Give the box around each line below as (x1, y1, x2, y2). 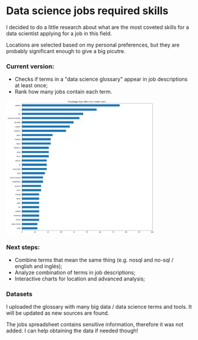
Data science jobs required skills (6, 4, 169, 18)
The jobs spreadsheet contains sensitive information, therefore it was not (6, 321, 184, 328)
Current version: (6, 62, 55, 70)
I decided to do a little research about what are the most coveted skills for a (6, 24, 190, 31)
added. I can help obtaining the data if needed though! (6, 327, 138, 334)
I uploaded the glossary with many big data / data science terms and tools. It (6, 303, 192, 311)
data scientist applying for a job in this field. (6, 29, 112, 37)
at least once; (14, 82, 48, 89)
